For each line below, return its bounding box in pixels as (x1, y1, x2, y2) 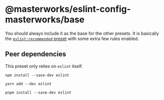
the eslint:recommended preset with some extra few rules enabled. (5, 36, 139, 42)
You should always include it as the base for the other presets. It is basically (5, 30, 159, 36)
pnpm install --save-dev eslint (5, 90, 71, 95)
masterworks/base (5, 14, 85, 25)
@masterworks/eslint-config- (5, 3, 131, 15)
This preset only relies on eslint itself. (5, 63, 83, 69)
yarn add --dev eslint (5, 81, 52, 86)
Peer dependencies (5, 50, 66, 58)
